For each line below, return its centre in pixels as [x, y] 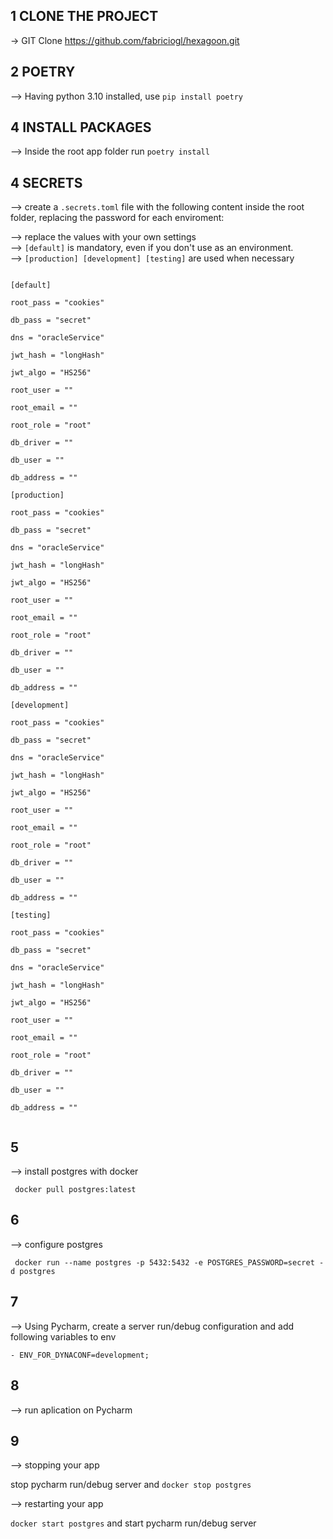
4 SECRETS [46, 182]
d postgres [33, 1271]
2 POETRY [43, 72]
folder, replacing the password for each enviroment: [117, 218]
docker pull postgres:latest [75, 1190]
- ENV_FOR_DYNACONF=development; [80, 1355]
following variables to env [63, 1336]
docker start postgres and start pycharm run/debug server [133, 1523]
